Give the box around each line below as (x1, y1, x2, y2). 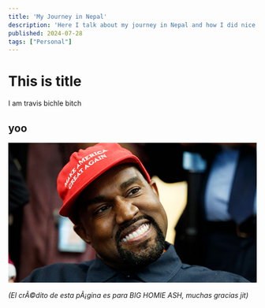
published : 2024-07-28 (8, 29, 83, 37)
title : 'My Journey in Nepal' (8, 13, 108, 20)
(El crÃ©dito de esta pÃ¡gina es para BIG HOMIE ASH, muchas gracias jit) (8, 290, 248, 299)
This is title (8, 72, 82, 91)
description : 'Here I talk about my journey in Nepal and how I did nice (8, 20, 256, 29)
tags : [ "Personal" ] (8, 38, 73, 46)
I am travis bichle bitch (8, 98, 82, 108)
